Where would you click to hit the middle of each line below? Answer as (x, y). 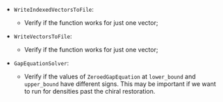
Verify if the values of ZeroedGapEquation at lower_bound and (110, 76)
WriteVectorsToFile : (43, 36)
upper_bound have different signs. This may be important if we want (120, 84)
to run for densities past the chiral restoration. (90, 91)
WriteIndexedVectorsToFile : (53, 9)
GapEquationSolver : (41, 63)
